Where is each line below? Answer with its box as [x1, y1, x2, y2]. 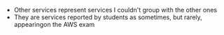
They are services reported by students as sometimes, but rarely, [13, 13, 203, 21]
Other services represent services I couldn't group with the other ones [13, 6, 218, 14]
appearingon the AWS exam [13, 21, 95, 28]
